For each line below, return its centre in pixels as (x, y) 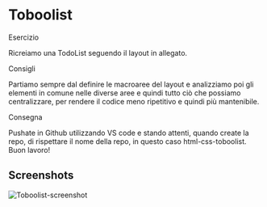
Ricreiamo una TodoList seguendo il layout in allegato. (98, 53)
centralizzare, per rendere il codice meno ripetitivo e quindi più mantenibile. (134, 101)
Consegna (25, 117)
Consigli (22, 68)
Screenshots (41, 175)
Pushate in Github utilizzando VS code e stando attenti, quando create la (129, 133)
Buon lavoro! (29, 150)
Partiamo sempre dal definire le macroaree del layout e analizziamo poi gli (131, 84)
